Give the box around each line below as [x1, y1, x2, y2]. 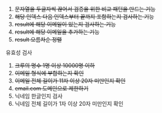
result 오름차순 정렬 [14, 36, 62, 43]
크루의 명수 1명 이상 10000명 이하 [14, 62, 95, 69]
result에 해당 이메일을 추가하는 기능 [14, 28, 100, 35]
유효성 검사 [6, 49, 33, 56]
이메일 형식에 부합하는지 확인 [14, 70, 84, 76]
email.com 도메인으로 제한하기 [14, 85, 89, 92]
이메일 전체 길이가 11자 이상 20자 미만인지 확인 [14, 77, 126, 84]
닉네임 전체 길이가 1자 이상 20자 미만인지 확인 [14, 100, 124, 107]
